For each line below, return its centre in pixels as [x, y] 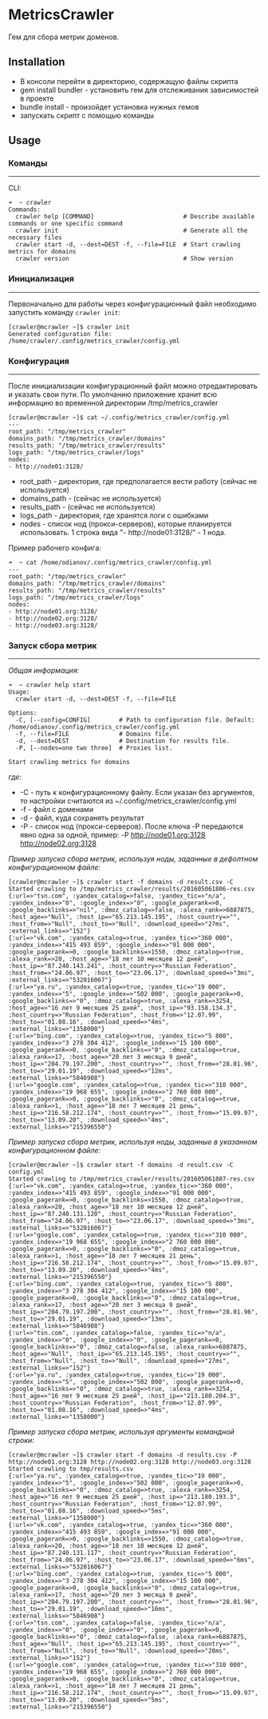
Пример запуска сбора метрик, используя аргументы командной [122, 1432]
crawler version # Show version [124, 259]
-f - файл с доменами [57, 810]
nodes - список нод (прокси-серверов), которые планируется [126, 524]
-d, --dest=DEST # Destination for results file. [122, 742]
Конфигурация [39, 361]
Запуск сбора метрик [53, 646]
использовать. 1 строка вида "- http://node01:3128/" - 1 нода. [123, 533]
